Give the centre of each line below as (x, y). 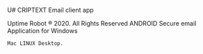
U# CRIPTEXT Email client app (50, 10)
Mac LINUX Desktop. (35, 44)
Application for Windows (42, 31)
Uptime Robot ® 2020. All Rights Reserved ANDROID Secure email (102, 23)
